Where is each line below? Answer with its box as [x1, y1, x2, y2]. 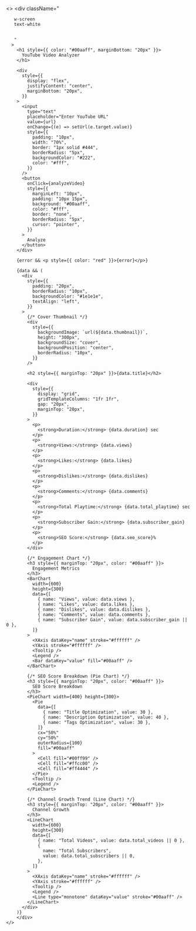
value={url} [27, 119, 57, 125]
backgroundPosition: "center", [37, 345, 114, 351]
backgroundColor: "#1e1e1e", [32, 293, 104, 299]
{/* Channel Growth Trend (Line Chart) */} [27, 797, 135, 803]
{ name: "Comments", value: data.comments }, [37, 612, 151, 618]
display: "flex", [27, 78, 69, 84]
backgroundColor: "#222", [32, 155, 96, 161]
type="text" [27, 109, 57, 114]
